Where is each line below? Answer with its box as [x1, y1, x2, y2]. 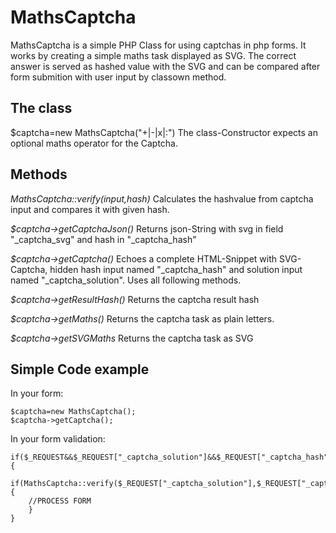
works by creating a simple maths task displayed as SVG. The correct [10, 49, 297, 61]
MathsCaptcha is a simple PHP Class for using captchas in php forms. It [10, 39, 307, 51]
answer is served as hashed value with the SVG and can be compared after [10, 60, 321, 72]
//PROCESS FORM [28, 496, 92, 506]
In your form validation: [10, 433, 106, 445]
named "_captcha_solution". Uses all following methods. [10, 274, 242, 286]
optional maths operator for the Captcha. [10, 137, 179, 149]
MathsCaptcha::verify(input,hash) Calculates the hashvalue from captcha [10, 192, 314, 205]
